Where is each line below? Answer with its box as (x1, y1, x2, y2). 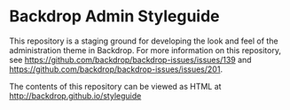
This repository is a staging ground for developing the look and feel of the (9, 35, 278, 46)
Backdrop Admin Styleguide (9, 6, 220, 27)
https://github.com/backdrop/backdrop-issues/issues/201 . (9, 64, 223, 75)
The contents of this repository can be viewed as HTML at (9, 81, 222, 91)
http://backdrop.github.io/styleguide (9, 90, 142, 101)
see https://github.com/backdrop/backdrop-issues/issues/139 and (9, 54, 252, 65)
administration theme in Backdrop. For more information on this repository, (9, 44, 282, 55)
